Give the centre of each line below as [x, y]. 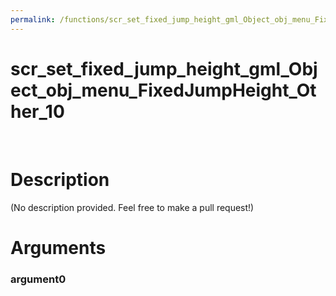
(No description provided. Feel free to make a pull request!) [132, 207]
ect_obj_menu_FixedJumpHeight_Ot [163, 90]
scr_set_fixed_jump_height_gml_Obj [164, 68]
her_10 [37, 111]
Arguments [58, 247]
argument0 [38, 279]
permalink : [33, 19]
